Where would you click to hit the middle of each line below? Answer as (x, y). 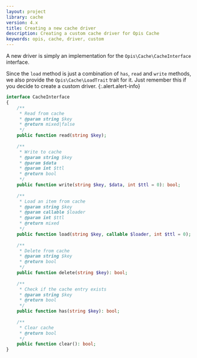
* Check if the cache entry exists (63, 289)
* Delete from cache (44, 251)
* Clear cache (37, 328)
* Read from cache (42, 113)
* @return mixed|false (47, 125)
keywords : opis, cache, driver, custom (55, 39)
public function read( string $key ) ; (62, 136)
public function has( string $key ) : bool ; (68, 311)
